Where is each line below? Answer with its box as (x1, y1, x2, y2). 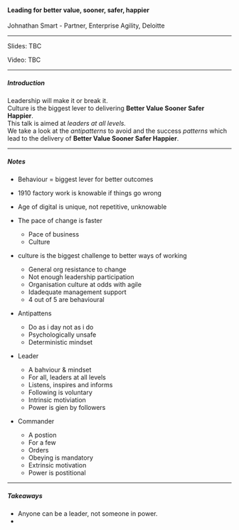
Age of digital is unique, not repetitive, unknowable (17, 202, 167, 211)
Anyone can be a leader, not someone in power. (17, 509, 158, 518)
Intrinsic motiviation (28, 396, 87, 404)
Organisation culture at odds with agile (28, 281, 142, 289)
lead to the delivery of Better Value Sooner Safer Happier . (7, 134, 179, 143)
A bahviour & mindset (28, 366, 92, 374)
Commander (17, 417, 55, 426)
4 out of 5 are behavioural (28, 296, 105, 304)
